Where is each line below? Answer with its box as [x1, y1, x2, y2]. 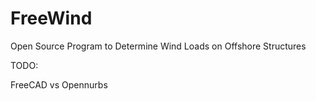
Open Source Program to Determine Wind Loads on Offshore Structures [10, 40, 307, 52]
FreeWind [10, 7, 93, 30]
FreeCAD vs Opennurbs [10, 78, 108, 91]
